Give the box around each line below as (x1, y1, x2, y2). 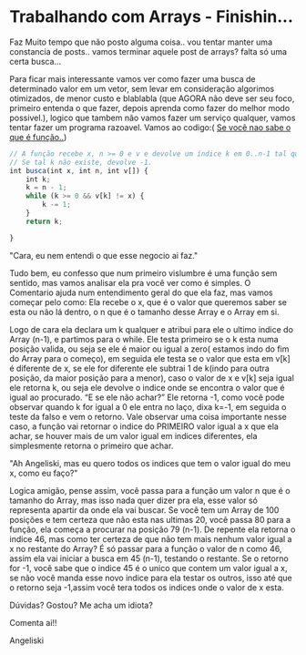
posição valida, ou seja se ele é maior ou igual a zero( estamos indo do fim (9, 343, 290, 354)
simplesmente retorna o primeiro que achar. (9, 440, 174, 451)
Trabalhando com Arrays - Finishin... (9, 6, 293, 27)
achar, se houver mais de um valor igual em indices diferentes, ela (9, 430, 258, 441)
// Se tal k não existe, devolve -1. (9, 158, 153, 167)
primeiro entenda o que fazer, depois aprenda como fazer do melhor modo (9, 102, 291, 113)
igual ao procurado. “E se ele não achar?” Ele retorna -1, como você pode (9, 392, 285, 403)
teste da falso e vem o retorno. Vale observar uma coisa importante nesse (9, 411, 287, 422)
